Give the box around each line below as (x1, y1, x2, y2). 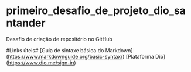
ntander (6, 16, 46, 30)
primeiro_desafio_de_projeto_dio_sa (6, 4, 186, 17)
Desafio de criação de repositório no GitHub (6, 35, 112, 42)
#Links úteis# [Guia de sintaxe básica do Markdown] (6, 46, 133, 53)
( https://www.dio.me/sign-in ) (6, 59, 76, 66)
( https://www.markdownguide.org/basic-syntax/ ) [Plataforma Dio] (6, 53, 166, 60)
